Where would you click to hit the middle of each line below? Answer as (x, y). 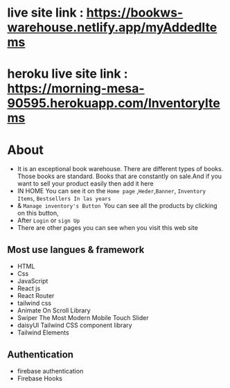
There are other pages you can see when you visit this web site (108, 228)
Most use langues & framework (76, 250)
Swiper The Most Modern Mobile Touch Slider (83, 318)
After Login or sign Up (48, 220)
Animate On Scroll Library (54, 310)
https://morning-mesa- (76, 89)
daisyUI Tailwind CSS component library (75, 325)
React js (29, 288)
